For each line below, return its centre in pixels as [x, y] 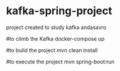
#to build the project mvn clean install [52, 50]
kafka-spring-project [59, 11]
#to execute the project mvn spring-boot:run [60, 62]
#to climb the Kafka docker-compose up [55, 38]
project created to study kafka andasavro [56, 27]
